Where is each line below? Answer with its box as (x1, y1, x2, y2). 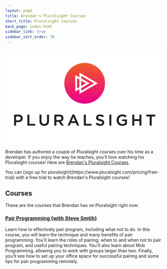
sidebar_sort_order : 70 (5, 35, 55, 40)
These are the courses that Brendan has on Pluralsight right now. (5, 202, 139, 208)
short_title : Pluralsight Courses (5, 19, 77, 24)
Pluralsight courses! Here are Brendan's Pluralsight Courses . (5, 159, 130, 165)
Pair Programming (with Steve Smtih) (5, 215, 97, 222)
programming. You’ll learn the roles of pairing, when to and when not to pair (5, 237, 161, 243)
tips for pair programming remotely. (5, 258, 78, 264)
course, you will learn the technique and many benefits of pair (5, 231, 133, 237)
